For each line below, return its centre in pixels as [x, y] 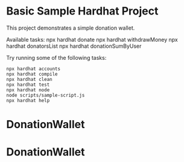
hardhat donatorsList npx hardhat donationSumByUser [74, 46]
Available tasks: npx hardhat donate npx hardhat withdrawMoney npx [92, 39]
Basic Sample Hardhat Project [82, 11]
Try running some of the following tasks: [56, 57]
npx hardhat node [28, 90]
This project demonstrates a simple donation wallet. [71, 28]
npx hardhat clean [29, 79]
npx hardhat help [28, 100]
